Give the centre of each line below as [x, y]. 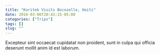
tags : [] [14, 24]
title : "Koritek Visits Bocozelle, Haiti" [50, 10]
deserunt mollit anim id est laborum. [42, 48]
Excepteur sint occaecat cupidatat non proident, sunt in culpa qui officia [80, 42]
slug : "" [14, 28]
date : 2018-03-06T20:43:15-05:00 [40, 14]
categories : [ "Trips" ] [29, 19]
